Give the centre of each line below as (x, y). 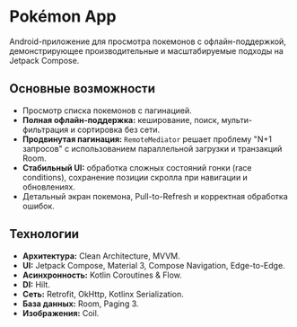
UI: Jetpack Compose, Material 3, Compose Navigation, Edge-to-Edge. (153, 265)
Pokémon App (63, 17)
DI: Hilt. (36, 284)
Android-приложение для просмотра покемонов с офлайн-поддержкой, (148, 41)
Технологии (44, 234)
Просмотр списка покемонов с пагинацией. (107, 110)
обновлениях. (49, 187)
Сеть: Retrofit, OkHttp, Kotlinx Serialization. (103, 294)
